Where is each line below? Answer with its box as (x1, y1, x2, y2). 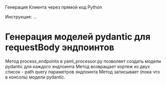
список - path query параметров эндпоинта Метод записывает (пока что (5, 69, 160, 75)
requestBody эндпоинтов (5, 42, 114, 53)
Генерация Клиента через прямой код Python (5, 4, 102, 10)
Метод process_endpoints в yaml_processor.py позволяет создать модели (5, 58, 162, 64)
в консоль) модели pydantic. (5, 74, 66, 80)
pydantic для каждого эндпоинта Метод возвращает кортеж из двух (5, 63, 150, 69)
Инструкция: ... (5, 14, 37, 19)
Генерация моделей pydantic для (5, 31, 151, 43)
